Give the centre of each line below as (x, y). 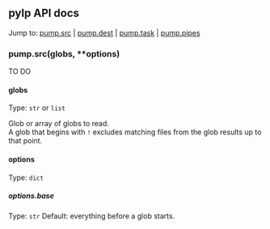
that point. (25, 141)
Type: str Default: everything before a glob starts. (92, 216)
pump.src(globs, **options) (64, 53)
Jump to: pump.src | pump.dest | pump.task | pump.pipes (104, 32)
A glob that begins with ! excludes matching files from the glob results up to (135, 132)
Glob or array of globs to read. (59, 124)
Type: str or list (37, 108)
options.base (31, 196)
